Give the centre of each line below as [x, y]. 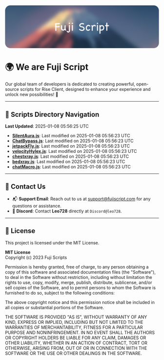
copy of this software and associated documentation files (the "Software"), [81, 272]
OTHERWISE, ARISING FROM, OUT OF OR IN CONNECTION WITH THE [76, 348]
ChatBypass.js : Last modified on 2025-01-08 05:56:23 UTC [73, 141]
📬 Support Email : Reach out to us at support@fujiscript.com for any [81, 199]
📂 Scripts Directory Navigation [52, 115]
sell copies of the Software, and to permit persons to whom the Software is [81, 287]
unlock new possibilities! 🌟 [32, 95]
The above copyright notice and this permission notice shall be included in [80, 302]
